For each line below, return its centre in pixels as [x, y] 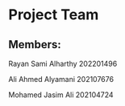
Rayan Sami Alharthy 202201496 [63, 63]
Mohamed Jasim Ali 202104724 [61, 95]
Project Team [54, 15]
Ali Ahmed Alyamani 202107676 [61, 79]
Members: [35, 45]
